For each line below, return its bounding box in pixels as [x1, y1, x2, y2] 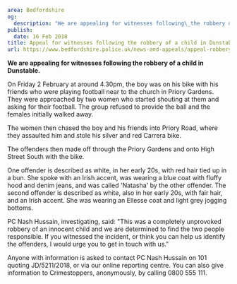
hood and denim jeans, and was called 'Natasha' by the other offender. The [7, 181, 227, 190]
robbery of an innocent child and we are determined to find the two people [7, 225, 224, 233]
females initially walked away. [7, 110, 94, 119]
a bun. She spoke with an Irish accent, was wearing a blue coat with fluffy [7, 174, 222, 182]
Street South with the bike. [7, 153, 85, 161]
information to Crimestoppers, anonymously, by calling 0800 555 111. [7, 268, 208, 277]
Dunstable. [7, 66, 41, 75]
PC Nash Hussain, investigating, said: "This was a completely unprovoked [7, 218, 222, 226]
